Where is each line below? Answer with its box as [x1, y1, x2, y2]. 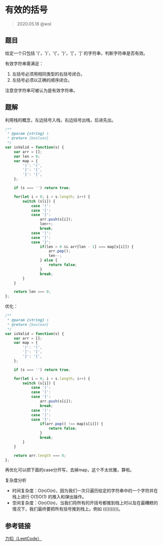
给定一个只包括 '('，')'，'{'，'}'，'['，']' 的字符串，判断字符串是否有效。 [5, 50, 148, 56]
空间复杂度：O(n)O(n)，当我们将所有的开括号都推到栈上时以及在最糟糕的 [12, 500, 158, 506]
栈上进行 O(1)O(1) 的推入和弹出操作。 [12, 494, 87, 500]
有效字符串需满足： [5, 61, 44, 66]
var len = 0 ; [14, 154, 40, 159]
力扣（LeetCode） [5, 536, 42, 542]
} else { [39, 258, 57, 263]
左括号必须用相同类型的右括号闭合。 [12, 71, 85, 77]
